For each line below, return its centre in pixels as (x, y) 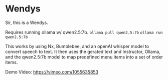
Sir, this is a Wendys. (27, 22)
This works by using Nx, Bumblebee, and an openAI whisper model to (77, 46)
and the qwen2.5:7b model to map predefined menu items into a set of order (84, 57)
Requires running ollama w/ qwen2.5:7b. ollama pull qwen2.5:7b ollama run (84, 32)
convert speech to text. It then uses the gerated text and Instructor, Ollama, (83, 51)
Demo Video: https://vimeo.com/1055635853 (52, 72)
